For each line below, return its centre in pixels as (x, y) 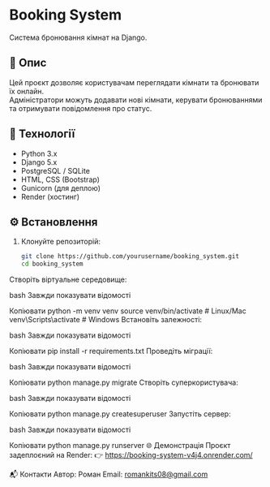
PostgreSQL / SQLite (55, 170)
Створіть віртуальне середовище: (68, 280)
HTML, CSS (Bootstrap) (60, 179)
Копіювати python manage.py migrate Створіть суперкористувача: (124, 382)
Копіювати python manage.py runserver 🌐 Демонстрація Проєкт (120, 446)
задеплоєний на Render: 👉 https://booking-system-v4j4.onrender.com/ (131, 455)
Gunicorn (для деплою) (60, 187)
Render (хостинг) (50, 196)
